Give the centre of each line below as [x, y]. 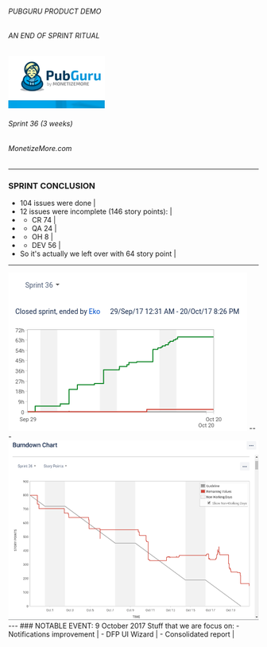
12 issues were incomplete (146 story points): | [96, 211]
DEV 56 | [46, 245]
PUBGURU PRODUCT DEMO [55, 11]
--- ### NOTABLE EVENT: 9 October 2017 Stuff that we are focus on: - [124, 626]
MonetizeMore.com [40, 149]
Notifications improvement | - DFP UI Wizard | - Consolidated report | [122, 634]
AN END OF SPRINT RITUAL [54, 36]
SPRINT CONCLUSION [52, 185]
